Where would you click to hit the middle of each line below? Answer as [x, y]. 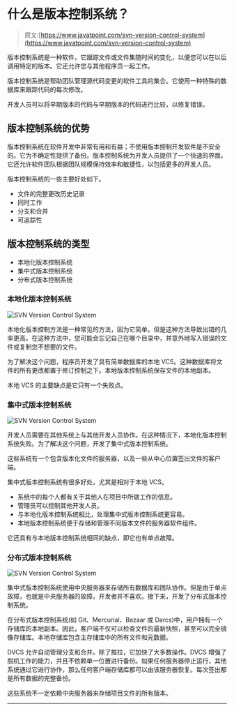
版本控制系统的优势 [48, 129]
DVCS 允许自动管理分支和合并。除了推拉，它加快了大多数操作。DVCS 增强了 [117, 652]
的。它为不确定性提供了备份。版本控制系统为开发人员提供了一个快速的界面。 [117, 155]
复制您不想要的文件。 [50, 347]
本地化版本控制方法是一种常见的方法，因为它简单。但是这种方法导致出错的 [114, 329]
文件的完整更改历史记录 [51, 193]
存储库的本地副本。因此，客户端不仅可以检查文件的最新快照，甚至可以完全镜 [117, 629]
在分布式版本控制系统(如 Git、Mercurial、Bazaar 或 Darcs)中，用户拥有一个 [115, 620]
